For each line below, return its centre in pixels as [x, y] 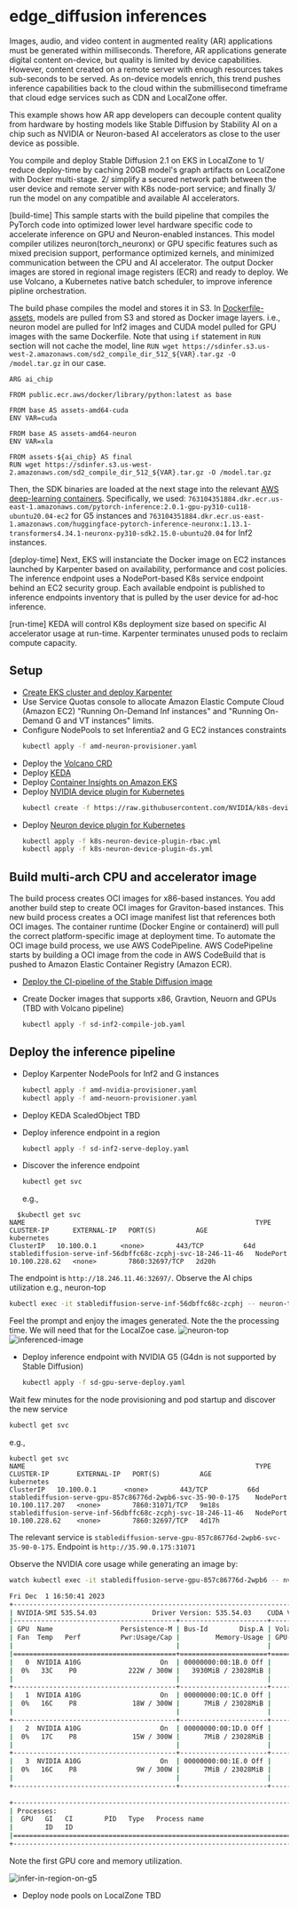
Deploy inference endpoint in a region [91, 1132]
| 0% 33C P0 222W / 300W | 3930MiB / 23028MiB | [141, 1670]
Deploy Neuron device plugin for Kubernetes [104, 824]
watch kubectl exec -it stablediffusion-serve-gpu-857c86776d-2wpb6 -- [144, 1580]
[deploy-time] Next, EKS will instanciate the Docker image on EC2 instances [148, 559]
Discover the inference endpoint [81, 1165]
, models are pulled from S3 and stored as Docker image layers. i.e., [157, 317]
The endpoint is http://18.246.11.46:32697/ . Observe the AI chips [131, 1278]
